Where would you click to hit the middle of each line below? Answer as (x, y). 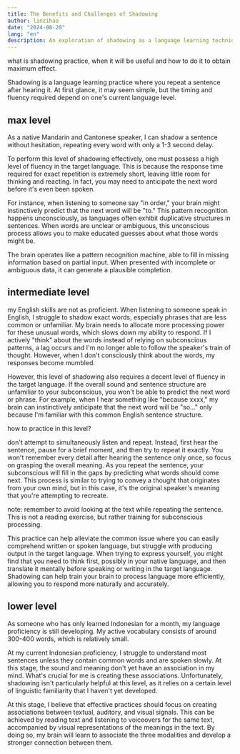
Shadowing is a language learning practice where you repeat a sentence (114, 82)
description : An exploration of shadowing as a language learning (108, 41)
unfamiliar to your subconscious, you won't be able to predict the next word (119, 392)
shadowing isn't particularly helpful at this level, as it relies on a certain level (119, 683)
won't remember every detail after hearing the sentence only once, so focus (119, 457)
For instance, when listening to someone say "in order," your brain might (114, 203)
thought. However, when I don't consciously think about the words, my (111, 355)
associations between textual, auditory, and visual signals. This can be (111, 712)
